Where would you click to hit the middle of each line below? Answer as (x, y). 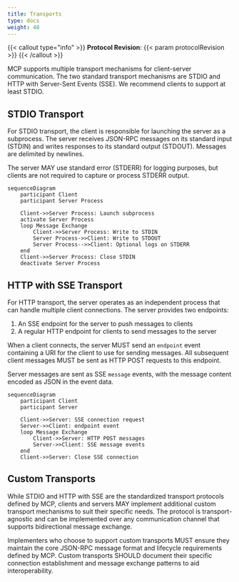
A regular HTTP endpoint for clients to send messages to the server (117, 331)
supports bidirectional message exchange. (70, 526)
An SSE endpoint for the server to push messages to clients (105, 324)
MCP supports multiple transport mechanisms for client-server (100, 69)
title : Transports (35, 14)
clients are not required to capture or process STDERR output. (98, 175)
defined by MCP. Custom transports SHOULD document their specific (110, 555)
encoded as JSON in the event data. (61, 382)
